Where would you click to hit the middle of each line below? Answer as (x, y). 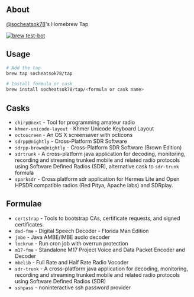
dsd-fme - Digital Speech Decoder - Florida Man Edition (82, 231)
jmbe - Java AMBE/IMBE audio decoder (62, 237)
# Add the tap (24, 68)
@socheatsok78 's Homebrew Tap (47, 24)
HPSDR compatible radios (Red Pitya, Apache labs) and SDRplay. (94, 185)
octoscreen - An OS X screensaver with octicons (74, 135)
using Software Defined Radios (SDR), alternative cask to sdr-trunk (97, 166)
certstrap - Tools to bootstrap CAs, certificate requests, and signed (97, 218)
